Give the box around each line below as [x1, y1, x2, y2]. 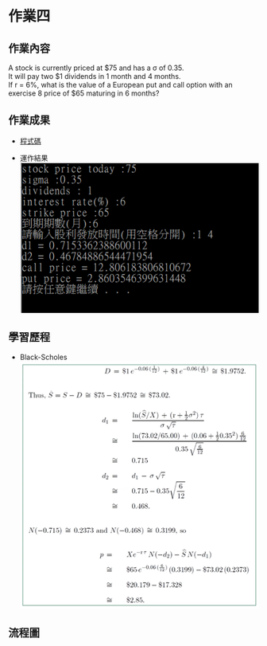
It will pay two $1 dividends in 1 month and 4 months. [8, 72, 181, 80]
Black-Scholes [19, 352, 68, 362]
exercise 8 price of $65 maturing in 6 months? [8, 88, 160, 98]
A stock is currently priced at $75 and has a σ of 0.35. [8, 63, 184, 72]
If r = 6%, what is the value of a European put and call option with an [8, 80, 233, 89]
